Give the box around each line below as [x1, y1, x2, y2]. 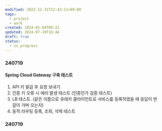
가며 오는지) [21, 102, 44, 108]
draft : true [5, 35, 29, 39]
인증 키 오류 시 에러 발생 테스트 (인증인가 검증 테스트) [12, 90, 113, 95]
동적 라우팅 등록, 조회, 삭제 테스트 [12, 108, 76, 114]
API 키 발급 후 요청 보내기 [12, 84, 61, 90]
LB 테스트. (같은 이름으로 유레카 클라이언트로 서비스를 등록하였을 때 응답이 [12, 96, 152, 102]
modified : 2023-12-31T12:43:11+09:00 [5, 7, 81, 12]
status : [5, 39, 21, 44]
